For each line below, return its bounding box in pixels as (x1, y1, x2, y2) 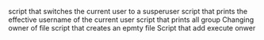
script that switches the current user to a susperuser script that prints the (8, 7, 248, 16)
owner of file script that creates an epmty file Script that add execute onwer (8, 24, 256, 32)
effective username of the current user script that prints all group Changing (8, 15, 254, 24)
